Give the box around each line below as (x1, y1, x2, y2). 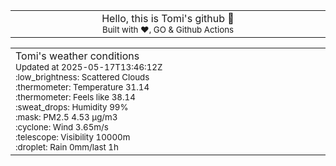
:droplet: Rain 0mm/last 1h (15, 142, 119, 153)
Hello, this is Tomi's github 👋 (101, 12, 235, 25)
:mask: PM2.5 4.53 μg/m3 (15, 112, 118, 123)
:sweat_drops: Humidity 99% (15, 102, 129, 113)
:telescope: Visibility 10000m (15, 132, 131, 143)
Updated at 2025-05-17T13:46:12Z (15, 62, 163, 73)
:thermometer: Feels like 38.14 (15, 92, 136, 103)
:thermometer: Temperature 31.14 (15, 82, 150, 93)
